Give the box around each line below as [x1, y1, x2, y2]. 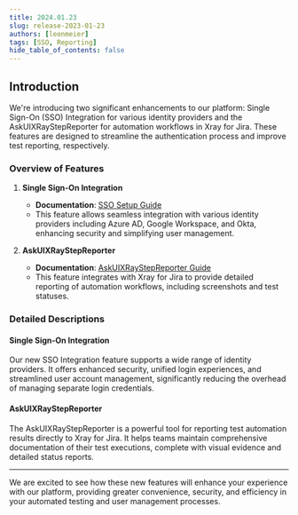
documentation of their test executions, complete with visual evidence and [9, 441, 282, 453]
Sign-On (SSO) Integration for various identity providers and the [9, 112, 243, 123]
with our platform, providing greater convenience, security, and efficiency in [9, 486, 286, 497]
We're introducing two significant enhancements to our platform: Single [9, 102, 271, 113]
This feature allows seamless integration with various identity [35, 210, 259, 220]
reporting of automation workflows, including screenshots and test [35, 281, 279, 292]
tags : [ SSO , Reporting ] [9, 37, 98, 47]
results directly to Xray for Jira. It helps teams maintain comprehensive [9, 432, 268, 443]
